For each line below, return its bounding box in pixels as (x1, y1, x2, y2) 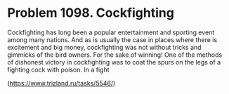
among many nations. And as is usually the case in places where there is (7, 35, 218, 43)
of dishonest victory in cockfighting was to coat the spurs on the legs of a (7, 58, 221, 66)
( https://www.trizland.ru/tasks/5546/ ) (7, 79, 116, 87)
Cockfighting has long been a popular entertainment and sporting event (7, 28, 215, 36)
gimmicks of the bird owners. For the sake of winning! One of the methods (7, 51, 223, 59)
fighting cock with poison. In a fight (7, 65, 110, 74)
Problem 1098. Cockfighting (7, 5, 174, 21)
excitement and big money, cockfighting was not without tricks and (7, 43, 202, 51)
